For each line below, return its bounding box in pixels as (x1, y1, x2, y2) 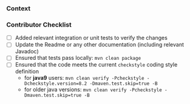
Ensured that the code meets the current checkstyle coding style (15, 61, 178, 68)
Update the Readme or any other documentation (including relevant (15, 41, 184, 48)
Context (6, 4, 31, 13)
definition (15, 68, 39, 75)
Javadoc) (15, 48, 39, 55)
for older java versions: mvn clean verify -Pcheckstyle (24, 86, 162, 93)
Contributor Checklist (6, 20, 72, 28)
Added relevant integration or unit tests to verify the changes (15, 34, 168, 42)
